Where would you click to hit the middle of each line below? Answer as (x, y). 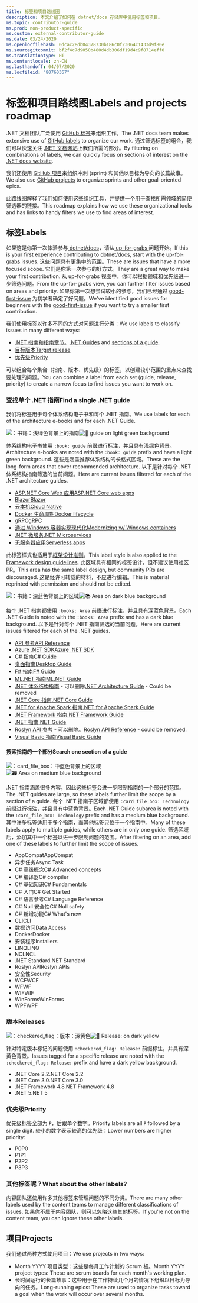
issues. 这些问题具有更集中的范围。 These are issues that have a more (106, 261)
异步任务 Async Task (39, 862)
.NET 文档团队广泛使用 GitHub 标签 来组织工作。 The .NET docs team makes (98, 133)
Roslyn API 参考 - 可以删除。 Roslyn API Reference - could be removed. (101, 730)
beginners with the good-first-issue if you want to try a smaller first (88, 305)
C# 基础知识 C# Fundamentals (51, 884)
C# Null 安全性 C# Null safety (49, 906)
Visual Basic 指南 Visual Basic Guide (58, 737)
